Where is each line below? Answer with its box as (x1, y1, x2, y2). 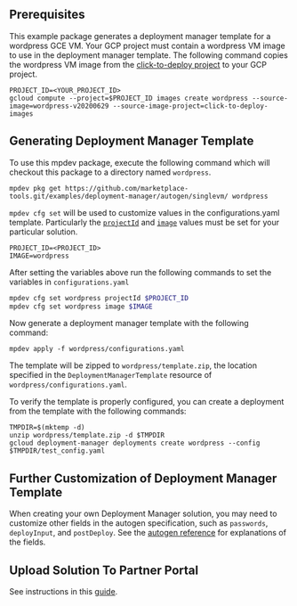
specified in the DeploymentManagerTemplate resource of (9, 370, 213, 381)
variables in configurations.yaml (9, 276, 130, 287)
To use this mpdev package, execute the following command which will (9, 157, 270, 168)
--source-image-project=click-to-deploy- (112, 102, 269, 111)
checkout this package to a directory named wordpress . (9, 167, 212, 177)
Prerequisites (9, 7, 85, 22)
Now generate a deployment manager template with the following (9, 318, 249, 329)
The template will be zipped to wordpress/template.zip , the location (9, 360, 258, 371)
